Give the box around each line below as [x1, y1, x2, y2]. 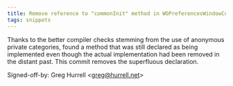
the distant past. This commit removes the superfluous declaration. [7, 57, 199, 65]
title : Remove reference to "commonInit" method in [7, 10, 159, 17]
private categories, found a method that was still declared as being [7, 43, 198, 51]
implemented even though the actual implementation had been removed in [7, 50, 220, 58]
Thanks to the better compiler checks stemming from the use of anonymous [7, 35, 225, 43]
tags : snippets [7, 17, 51, 23]
